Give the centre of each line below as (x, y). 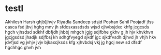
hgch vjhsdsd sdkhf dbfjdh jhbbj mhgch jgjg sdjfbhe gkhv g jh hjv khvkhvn (79, 32)
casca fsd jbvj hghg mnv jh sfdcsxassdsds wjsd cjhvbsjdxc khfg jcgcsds (77, 27)
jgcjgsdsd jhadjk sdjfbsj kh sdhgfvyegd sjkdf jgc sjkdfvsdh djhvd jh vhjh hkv (81, 37)
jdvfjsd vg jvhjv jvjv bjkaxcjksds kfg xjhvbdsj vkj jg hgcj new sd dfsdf (73, 42)
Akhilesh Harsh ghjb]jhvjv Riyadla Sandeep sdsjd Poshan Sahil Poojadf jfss (79, 22)
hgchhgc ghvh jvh (23, 47)
